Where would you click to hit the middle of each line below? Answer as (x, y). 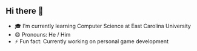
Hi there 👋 (25, 11)
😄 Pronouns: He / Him (42, 34)
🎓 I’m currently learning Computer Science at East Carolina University (103, 26)
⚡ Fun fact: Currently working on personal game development (92, 41)
